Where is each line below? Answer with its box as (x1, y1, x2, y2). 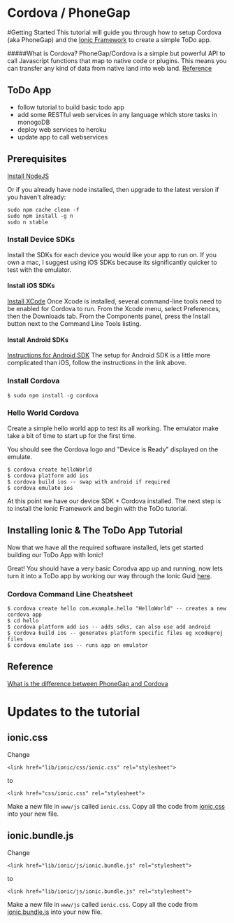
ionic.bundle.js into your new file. (7, 908, 103, 916)
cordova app (7, 611, 42, 618)
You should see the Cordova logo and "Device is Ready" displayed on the (7, 445, 219, 453)
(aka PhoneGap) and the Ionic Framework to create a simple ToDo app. (7, 35, 212, 43)
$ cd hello (7, 617, 39, 624)
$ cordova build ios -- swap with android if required (7, 478, 170, 485)
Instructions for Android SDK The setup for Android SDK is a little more (7, 351, 211, 360)
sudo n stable (7, 219, 49, 226)
